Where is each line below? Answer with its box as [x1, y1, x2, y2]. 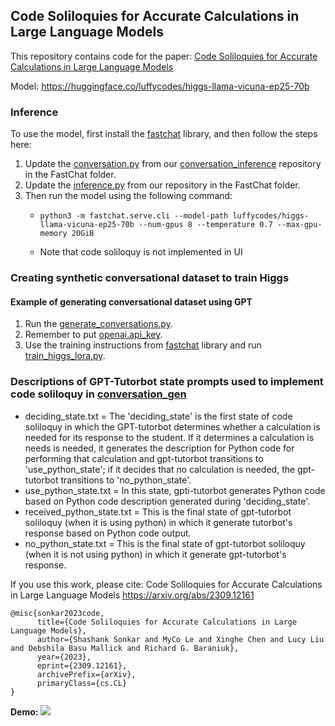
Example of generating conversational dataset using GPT [10, 295, 253, 308]
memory [39, 229, 68, 239]
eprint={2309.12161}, [36, 660, 128, 671]
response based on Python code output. [24, 527, 192, 539]
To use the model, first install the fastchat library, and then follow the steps [10, 128, 318, 140]
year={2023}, [36, 652, 92, 662]
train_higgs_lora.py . [24, 350, 106, 362]
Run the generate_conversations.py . [24, 318, 173, 330]
